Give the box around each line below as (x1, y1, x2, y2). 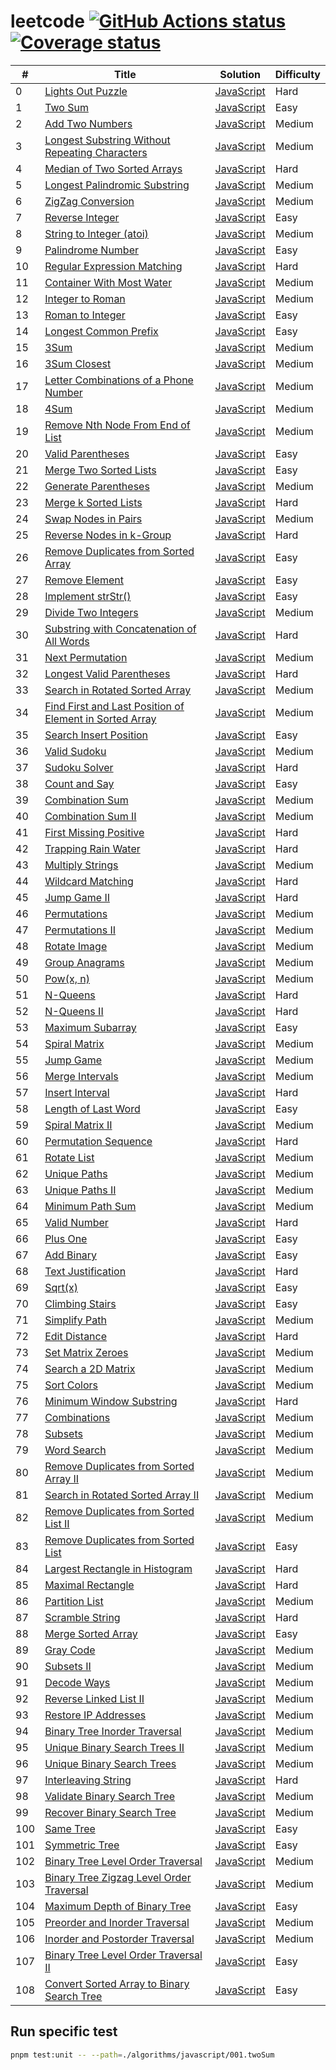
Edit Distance (44, 1329, 108, 1343)
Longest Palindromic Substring (44, 178, 190, 192)
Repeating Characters (44, 145, 148, 159)
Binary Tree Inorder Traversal (44, 1724, 182, 1738)
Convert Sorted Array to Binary (44, 1976, 190, 1990)
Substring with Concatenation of (44, 621, 197, 635)
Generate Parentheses (44, 479, 150, 493)
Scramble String (44, 1610, 121, 1624)
